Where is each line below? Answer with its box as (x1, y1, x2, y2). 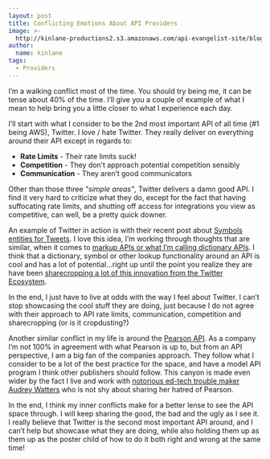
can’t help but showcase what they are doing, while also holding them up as (8, 425, 260, 435)
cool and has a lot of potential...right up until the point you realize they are (8, 259, 253, 269)
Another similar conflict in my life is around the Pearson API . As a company (8, 333, 256, 342)
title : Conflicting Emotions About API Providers (8, 19, 178, 27)
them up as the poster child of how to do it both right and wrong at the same (8, 434, 261, 444)
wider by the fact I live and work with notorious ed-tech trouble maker (8, 375, 239, 386)
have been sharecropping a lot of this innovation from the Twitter (8, 268, 223, 277)
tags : (8, 57, 27, 65)
